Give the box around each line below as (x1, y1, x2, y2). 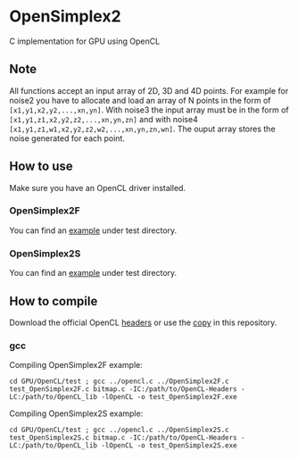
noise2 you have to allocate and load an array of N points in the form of (9, 95, 271, 105)
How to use (9, 159, 73, 174)
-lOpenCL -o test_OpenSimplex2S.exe (101, 441, 238, 450)
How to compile (9, 293, 98, 309)
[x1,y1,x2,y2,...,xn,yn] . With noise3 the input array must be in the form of (9, 104, 289, 115)
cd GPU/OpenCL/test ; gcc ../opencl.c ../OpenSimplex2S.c (9, 426, 229, 435)
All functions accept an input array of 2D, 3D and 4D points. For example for (9, 85, 289, 96)
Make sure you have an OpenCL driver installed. (9, 182, 186, 193)
